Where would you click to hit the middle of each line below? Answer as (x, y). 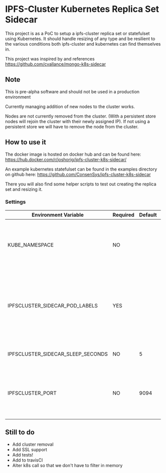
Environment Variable (58, 215)
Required (124, 215)
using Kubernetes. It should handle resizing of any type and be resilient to (80, 39)
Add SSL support (30, 449)
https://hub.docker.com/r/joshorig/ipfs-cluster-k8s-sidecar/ (66, 159)
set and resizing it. (24, 189)
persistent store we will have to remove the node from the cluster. (72, 126)
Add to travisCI (27, 460)
